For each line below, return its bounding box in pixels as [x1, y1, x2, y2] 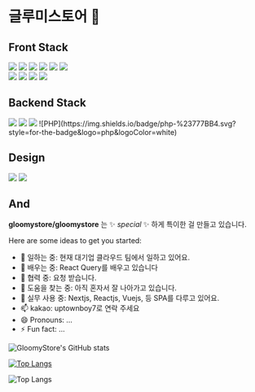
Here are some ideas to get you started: [8, 236, 143, 246]
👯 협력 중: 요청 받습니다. [20, 273, 97, 283]
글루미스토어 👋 [8, 7, 100, 26]
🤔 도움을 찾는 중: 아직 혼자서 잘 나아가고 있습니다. [20, 283, 178, 293]
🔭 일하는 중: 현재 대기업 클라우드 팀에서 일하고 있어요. [20, 253, 190, 263]
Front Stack [8, 40, 68, 54]
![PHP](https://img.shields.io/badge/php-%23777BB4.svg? [38, 119, 236, 128]
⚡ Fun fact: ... [20, 324, 65, 334]
